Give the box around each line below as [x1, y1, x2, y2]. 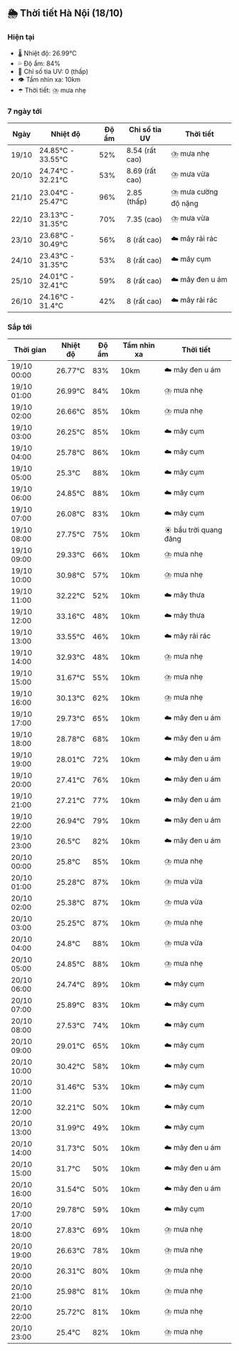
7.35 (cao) [126, 214, 162, 224]
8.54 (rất [126, 145, 156, 155]
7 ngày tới [7, 106, 43, 116]
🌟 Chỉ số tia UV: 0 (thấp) [17, 67, 89, 75]
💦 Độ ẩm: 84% [17, 59, 61, 68]
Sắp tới [7, 322, 32, 332]
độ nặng [170, 198, 199, 208]
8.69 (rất [126, 166, 156, 176]
